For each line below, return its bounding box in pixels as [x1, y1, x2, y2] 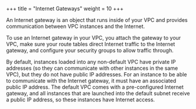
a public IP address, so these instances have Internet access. [6, 96, 155, 103]
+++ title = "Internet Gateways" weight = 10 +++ [6, 5, 124, 12]
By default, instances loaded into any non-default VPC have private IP [6, 59, 176, 65]
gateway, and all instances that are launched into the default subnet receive [6, 90, 190, 97]
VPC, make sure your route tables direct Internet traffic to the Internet [6, 41, 175, 47]
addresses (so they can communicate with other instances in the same [6, 65, 178, 72]
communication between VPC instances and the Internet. [6, 23, 145, 30]
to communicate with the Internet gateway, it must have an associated [6, 77, 177, 84]
